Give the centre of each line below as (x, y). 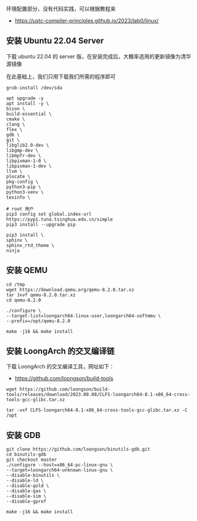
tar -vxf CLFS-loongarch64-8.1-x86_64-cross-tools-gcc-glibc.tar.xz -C (97, 410)
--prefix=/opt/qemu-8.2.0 (38, 321)
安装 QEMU (27, 270)
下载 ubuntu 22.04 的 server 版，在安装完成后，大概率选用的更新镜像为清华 (99, 56)
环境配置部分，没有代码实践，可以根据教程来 (61, 9)
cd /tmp (16, 284)
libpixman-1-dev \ (29, 166)
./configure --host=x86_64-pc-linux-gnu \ (60, 465)
